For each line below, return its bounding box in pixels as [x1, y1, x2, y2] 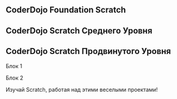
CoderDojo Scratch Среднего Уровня [5, 26, 153, 36]
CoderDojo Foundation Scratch [5, 5, 126, 15]
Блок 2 [5, 74, 24, 81]
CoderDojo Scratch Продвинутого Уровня [5, 46, 172, 56]
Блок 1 [5, 62, 23, 69]
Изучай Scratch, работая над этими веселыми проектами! [5, 86, 158, 93]
